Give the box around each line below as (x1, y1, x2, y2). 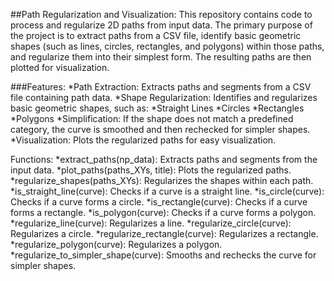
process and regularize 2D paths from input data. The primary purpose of (10, 19, 313, 31)
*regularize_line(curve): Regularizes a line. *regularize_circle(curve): (10, 217, 292, 229)
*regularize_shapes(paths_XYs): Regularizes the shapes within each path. (10, 175, 314, 186)
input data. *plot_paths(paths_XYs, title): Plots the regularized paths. (10, 164, 292, 176)
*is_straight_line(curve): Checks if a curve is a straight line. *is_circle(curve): (10, 185, 325, 197)
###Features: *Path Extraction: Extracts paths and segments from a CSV (10, 81, 312, 93)
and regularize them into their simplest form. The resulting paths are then (10, 51, 312, 63)
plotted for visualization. (10, 62, 110, 73)
